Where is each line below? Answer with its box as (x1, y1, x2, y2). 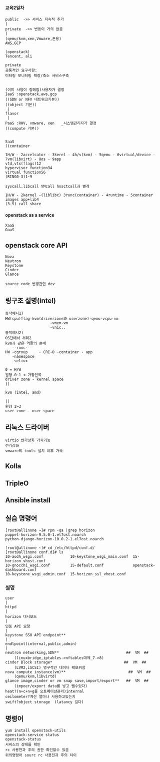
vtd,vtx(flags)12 (5, 161, 41, 166)
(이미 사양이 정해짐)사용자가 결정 (5, 88, 64, 93)
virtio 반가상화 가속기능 (5, 438, 51, 443)
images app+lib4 (5, 197, 39, 202)
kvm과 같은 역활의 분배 (5, 341, 46, 346)
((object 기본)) (5, 103, 37, 108)
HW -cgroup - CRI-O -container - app (5, 350, 93, 355)
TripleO (5, 479, 29, 487)
